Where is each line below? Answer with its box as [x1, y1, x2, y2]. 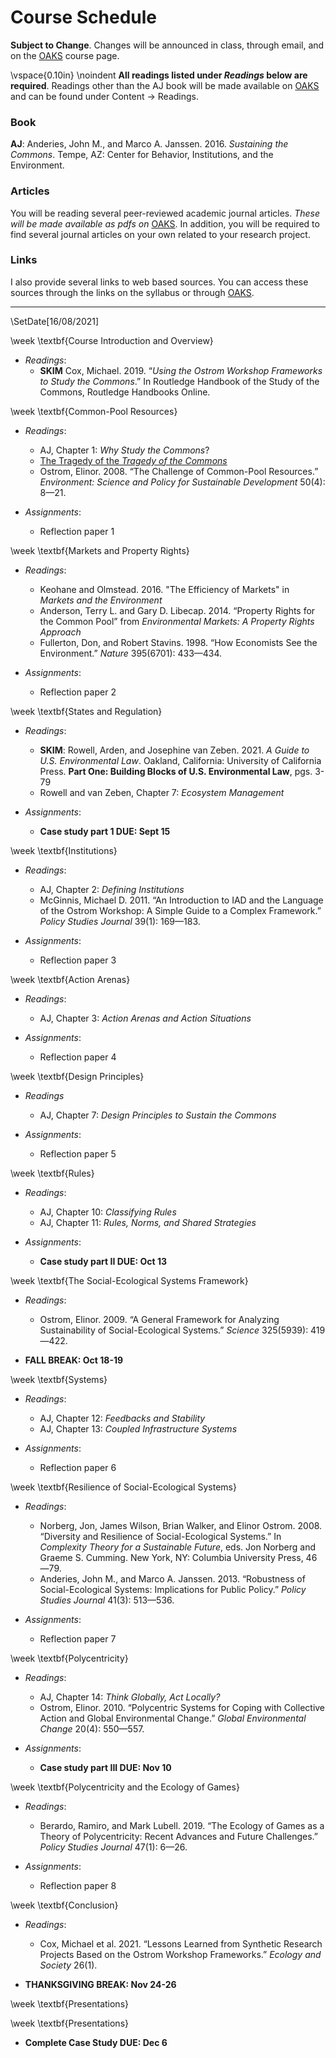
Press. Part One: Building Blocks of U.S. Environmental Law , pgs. [39, 765, 313, 777]
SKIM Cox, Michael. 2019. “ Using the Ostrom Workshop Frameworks [39, 364, 323, 376]
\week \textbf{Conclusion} [10, 1899, 119, 1911]
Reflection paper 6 [39, 1461, 117, 1473]
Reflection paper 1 [39, 525, 115, 537]
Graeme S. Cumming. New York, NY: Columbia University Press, [39, 1551, 304, 1563]
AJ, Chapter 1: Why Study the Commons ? [39, 444, 210, 456]
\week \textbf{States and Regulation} [10, 705, 163, 717]
